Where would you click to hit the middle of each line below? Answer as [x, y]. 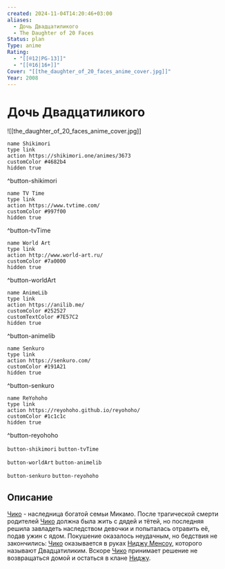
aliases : [20, 20]
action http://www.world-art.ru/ [55, 255]
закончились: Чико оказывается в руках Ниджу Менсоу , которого [105, 543]
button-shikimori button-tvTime [53, 449]
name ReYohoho [28, 398]
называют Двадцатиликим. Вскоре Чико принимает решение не [102, 551]
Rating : [18, 53]
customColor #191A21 [37, 367]
